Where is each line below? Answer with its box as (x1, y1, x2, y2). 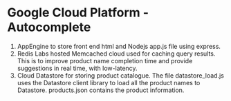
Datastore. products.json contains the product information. (17, 86, 185, 94)
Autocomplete (7, 19, 91, 35)
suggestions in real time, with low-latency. (17, 64, 138, 72)
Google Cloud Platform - (7, 5, 149, 21)
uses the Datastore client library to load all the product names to (17, 78, 201, 87)
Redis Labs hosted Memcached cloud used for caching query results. (17, 49, 216, 58)
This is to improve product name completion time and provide (17, 56, 193, 65)
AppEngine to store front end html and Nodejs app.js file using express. (17, 42, 221, 50)
